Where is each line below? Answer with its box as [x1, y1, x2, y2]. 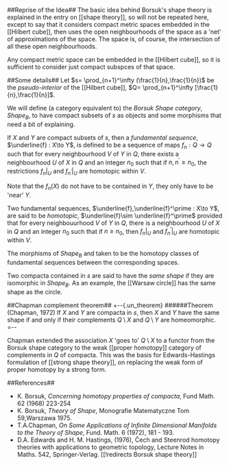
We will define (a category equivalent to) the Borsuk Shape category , [7, 104, 203, 112]
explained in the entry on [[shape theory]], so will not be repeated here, [7, 13, 209, 21]
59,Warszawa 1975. [16, 414, 72, 422]
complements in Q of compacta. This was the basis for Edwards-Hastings [7, 350, 216, 359]
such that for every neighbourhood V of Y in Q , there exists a [7, 150, 180, 158]
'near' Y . [7, 191, 32, 199]
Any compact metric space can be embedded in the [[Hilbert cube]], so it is [7, 56, 221, 64]
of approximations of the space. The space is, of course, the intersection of [7, 35, 221, 43]
